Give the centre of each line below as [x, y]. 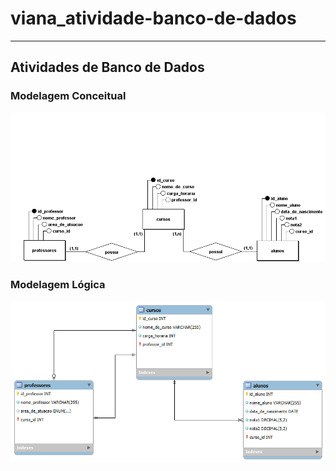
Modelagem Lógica [58, 285]
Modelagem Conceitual [68, 96]
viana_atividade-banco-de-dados [153, 18]
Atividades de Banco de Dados [107, 67]
